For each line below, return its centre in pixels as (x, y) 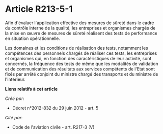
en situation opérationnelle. (33, 38)
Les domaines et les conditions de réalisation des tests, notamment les (77, 48)
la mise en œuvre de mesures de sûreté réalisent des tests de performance (81, 33)
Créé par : (15, 98)
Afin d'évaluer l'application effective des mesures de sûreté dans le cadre (80, 23)
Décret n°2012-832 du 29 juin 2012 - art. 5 (55, 108)
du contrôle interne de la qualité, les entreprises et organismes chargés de (80, 28)
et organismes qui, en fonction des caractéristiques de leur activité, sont (78, 58)
